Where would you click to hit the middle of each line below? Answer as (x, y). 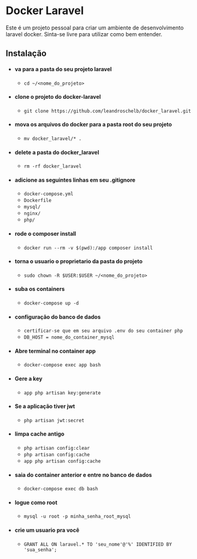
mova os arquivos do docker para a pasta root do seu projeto (93, 125)
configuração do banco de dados (58, 317)
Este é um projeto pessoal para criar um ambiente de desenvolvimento (95, 28)
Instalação (26, 54)
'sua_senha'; (40, 550)
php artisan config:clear (57, 448)
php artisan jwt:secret (54, 420)
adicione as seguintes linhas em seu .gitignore (75, 180)
